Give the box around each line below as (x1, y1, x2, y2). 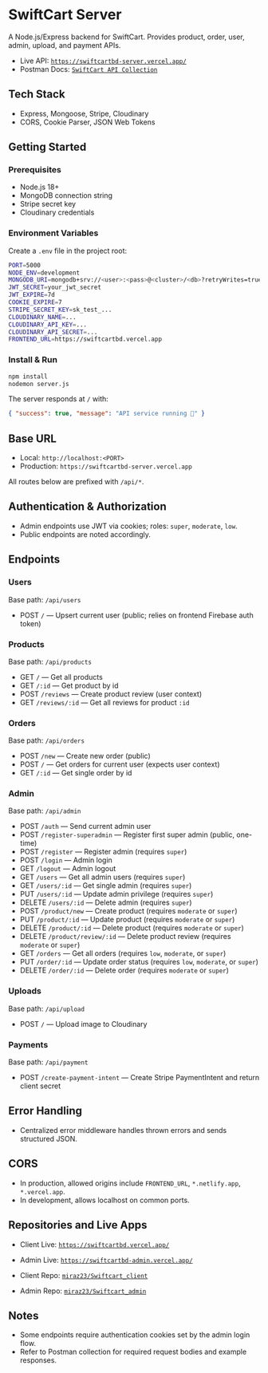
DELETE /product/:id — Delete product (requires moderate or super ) (19, 923, 245, 933)
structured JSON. (19, 1134, 78, 1143)
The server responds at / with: (8, 394, 109, 404)
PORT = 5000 (8, 261, 41, 269)
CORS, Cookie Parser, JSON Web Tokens (19, 117, 156, 127)
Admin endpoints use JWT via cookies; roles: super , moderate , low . (19, 521, 238, 531)
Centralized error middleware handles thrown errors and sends (19, 1125, 227, 1134)
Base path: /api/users (8, 594, 81, 604)
